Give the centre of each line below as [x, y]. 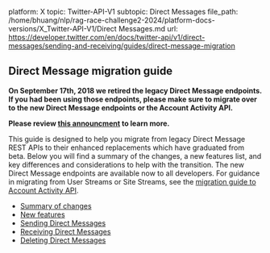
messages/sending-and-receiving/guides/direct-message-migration [122, 46]
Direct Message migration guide [91, 71]
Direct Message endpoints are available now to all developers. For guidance [134, 173]
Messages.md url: [148, 29]
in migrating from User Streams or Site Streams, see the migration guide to [132, 181]
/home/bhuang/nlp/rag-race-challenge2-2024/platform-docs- [112, 20]
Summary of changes [56, 205]
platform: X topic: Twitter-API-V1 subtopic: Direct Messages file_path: [123, 12]
